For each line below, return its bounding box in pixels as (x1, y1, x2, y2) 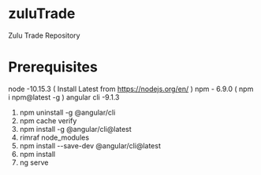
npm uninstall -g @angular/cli (19, 108, 116, 117)
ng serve (19, 158, 49, 167)
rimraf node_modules (19, 133, 89, 142)
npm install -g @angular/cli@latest (19, 124, 132, 133)
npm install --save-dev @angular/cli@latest (19, 140, 162, 150)
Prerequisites (8, 58, 99, 76)
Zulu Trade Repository (8, 31, 80, 40)
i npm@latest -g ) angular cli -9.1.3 (8, 92, 120, 102)
